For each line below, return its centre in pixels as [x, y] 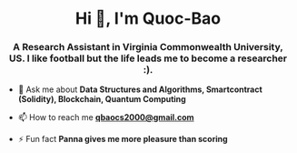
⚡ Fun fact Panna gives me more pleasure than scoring [123, 139]
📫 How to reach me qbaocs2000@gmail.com [106, 117]
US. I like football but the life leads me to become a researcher [148, 58]
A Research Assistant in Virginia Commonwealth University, [148, 47]
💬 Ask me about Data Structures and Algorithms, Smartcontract [140, 89]
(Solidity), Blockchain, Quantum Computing [102, 99]
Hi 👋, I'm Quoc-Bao [148, 19]
